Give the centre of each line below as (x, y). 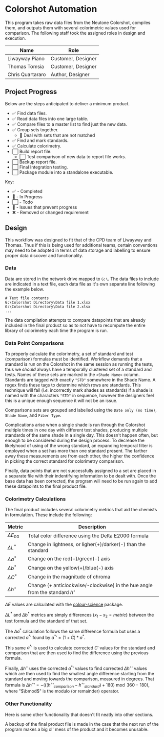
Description (92, 527)
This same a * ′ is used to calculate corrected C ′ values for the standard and (80, 647)
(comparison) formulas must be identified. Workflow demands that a (74, 359)
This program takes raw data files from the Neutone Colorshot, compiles (78, 23)
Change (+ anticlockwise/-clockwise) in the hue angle (90, 585)
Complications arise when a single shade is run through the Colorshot (75, 425)
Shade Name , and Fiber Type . (33, 415)
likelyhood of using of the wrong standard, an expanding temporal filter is (79, 446)
